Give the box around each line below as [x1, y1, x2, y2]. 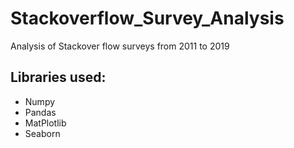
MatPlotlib [24, 117, 67, 129]
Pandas [24, 106, 57, 118]
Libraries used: [10, 69, 107, 86]
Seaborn [24, 127, 61, 139]
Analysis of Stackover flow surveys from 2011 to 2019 [10, 40, 230, 52]
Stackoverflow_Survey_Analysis [10, 7, 285, 30]
